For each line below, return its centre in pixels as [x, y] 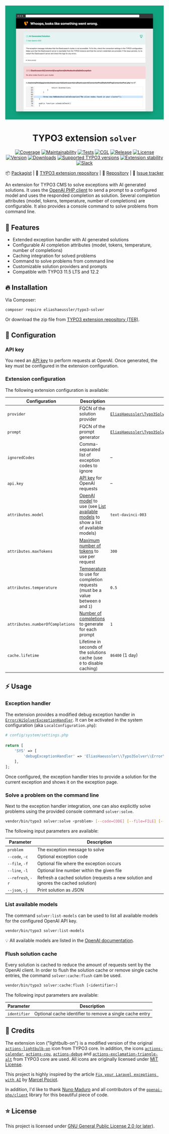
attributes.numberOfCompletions [41, 625]
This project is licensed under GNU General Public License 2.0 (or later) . [80, 1126]
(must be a [90, 590]
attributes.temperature [32, 588]
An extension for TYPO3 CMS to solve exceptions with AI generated [76, 185]
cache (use [91, 658]
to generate [91, 624]
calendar [14, 1054]
